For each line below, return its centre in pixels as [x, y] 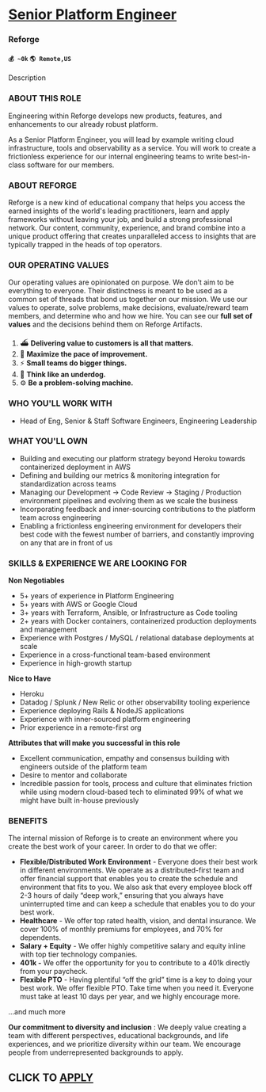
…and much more [37, 1012]
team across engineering [60, 517]
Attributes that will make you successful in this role [94, 743]
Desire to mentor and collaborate [73, 775]
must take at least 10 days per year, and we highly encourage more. [130, 997]
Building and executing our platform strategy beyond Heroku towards [132, 458]
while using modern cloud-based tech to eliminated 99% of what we [131, 792]
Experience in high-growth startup [76, 663]
